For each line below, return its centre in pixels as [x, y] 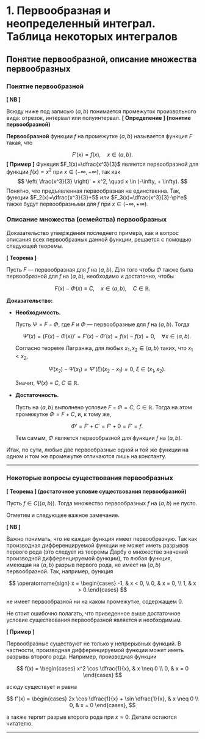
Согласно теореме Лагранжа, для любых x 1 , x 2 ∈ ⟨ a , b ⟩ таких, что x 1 [104, 348]
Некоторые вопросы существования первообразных [90, 478]
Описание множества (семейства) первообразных [87, 220]
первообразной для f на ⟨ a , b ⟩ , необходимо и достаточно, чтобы [90, 276]
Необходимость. [38, 312]
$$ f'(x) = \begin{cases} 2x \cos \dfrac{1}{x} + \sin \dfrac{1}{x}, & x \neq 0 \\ [103, 699]
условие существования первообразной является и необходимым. [94, 620]
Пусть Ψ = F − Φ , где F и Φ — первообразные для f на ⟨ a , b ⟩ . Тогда [102, 324]
